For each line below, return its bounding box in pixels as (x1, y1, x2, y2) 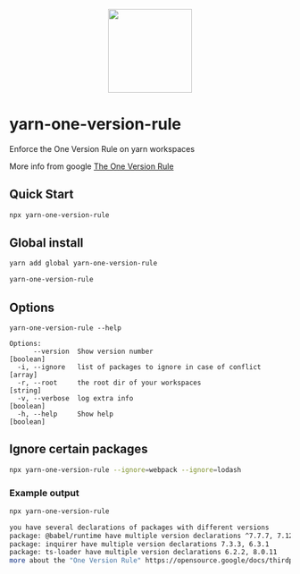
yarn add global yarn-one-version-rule (9, 259, 158, 268)
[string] (9, 386, 42, 395)
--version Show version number (32, 347, 154, 356)
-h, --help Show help (17, 409, 114, 418)
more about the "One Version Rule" (9, 556, 142, 565)
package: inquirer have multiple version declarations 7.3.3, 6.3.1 (9, 539, 270, 549)
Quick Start (9, 187, 74, 202)
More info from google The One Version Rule (9, 161, 174, 172)
